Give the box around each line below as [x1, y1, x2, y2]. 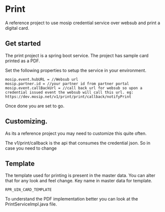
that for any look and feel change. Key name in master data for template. [5, 178, 152, 184]
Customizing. [5, 117, 48, 126]
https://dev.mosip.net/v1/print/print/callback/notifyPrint [5, 94, 132, 99]
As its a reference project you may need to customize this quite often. [5, 130, 147, 136]
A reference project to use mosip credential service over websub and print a [5, 20, 161, 26]
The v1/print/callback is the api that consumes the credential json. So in [5, 140, 151, 146]
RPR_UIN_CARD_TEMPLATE [5, 187, 52, 192]
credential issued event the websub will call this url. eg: [5, 90, 134, 95]
